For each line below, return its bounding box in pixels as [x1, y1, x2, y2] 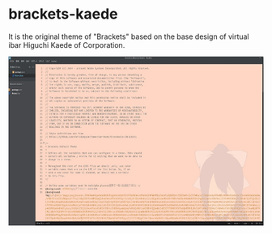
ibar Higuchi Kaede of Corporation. [8, 40, 125, 49]
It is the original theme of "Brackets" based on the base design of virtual [8, 32, 249, 41]
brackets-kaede [8, 5, 119, 23]
